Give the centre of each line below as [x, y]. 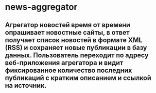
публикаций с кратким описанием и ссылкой [78, 78]
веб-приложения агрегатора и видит [64, 63]
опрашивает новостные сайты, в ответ [67, 32]
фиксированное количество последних [69, 70]
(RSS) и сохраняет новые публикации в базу [76, 47]
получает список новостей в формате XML [74, 40]
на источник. [26, 85]
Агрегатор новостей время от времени [68, 25]
